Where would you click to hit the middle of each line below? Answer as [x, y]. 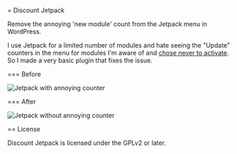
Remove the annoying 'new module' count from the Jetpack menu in [108, 24]
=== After [22, 101]
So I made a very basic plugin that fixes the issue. [80, 60]
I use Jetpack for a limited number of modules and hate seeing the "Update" [119, 45]
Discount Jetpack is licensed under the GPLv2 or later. [87, 143]
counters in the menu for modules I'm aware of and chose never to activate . [118, 53]
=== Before [24, 74]
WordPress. [24, 32]
